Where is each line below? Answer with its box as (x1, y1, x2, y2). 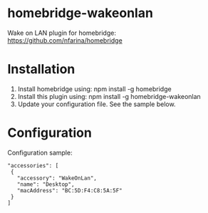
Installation (7, 61, 76, 78)
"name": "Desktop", (16, 180, 75, 188)
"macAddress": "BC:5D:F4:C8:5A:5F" (16, 187, 123, 194)
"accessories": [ (7, 162, 59, 169)
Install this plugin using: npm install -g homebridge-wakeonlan (17, 92, 201, 100)
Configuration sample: (7, 148, 73, 157)
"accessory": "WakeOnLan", (16, 175, 98, 182)
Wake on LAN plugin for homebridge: (7, 28, 116, 37)
